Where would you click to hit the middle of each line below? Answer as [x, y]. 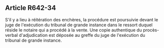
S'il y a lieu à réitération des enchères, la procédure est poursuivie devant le [82, 19]
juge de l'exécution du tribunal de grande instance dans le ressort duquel [79, 25]
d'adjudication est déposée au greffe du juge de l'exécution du [82, 35]
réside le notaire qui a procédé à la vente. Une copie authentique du [73, 30]
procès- [151, 30]
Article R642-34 [31, 8]
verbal [12, 35]
